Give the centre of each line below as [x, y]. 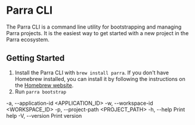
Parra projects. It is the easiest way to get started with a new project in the [97, 33]
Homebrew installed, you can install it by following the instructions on [100, 79]
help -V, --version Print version [44, 115]
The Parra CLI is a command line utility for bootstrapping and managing [94, 27]
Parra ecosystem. [28, 39]
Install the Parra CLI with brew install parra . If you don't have [92, 73]
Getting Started [35, 58]
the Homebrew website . [44, 85]
